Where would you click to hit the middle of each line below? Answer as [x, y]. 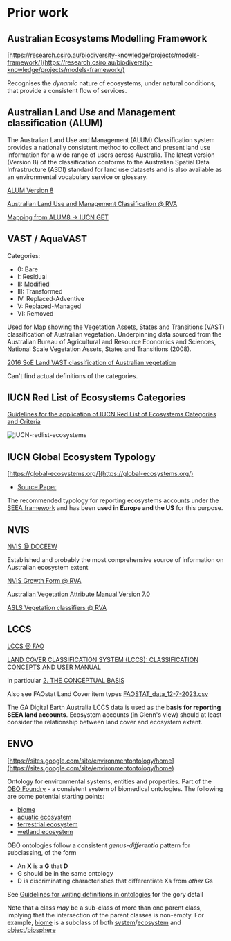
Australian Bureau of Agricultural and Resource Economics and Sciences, [112, 341]
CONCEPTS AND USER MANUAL [54, 667]
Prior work [38, 13]
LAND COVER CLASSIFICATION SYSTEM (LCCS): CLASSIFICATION [103, 659]
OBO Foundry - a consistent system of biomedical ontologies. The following [115, 788]
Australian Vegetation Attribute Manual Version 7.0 [79, 594]
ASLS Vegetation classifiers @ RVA [57, 608]
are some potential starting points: [56, 796]
